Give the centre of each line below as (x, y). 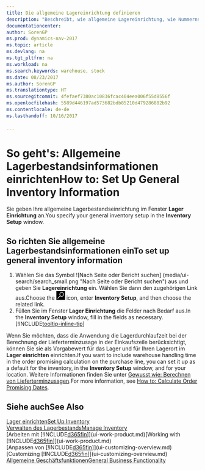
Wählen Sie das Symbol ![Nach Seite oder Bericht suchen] (88, 275)
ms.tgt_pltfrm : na (30, 58)
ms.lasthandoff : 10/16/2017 (42, 116)
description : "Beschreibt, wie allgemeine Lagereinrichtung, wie (91, 19)
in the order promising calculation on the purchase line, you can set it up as (101, 362)
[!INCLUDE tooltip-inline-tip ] (50, 324)
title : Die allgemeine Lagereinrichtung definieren (73, 13)
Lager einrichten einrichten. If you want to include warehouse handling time (101, 355)
